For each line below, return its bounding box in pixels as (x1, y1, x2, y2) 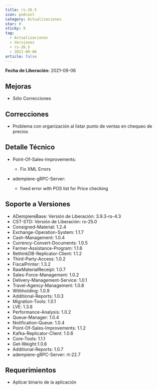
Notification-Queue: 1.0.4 (12, 319, 65, 325)
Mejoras (5, 82, 32, 91)
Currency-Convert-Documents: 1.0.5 (12, 240, 88, 246)
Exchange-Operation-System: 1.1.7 (12, 229, 84, 235)
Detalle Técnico (5, 143, 55, 152)
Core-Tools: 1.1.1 (12, 335, 46, 341)
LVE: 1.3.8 (12, 303, 33, 309)
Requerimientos (5, 366, 56, 374)
